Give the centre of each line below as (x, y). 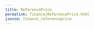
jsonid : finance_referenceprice (38, 19)
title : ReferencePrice (28, 10)
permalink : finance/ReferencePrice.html (47, 14)
